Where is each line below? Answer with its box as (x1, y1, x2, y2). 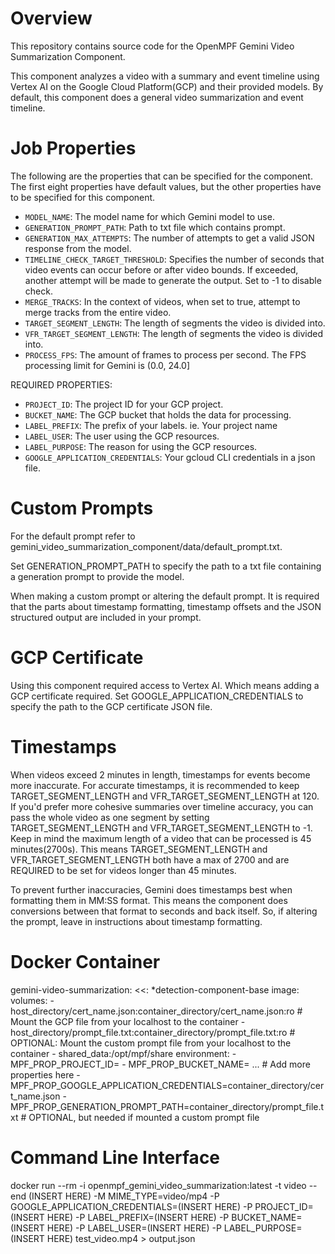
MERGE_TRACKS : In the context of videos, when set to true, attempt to (24, 295, 301, 307)
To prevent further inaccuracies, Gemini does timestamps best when (10, 883, 293, 896)
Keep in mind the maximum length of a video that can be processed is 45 (10, 832, 312, 844)
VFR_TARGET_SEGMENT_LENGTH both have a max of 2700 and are (10, 853, 290, 866)
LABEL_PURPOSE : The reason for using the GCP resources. (24, 440, 258, 452)
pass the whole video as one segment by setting (10, 811, 210, 823)
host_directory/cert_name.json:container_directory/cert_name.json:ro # (10, 1005, 303, 1017)
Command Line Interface (10, 1146, 221, 1169)
